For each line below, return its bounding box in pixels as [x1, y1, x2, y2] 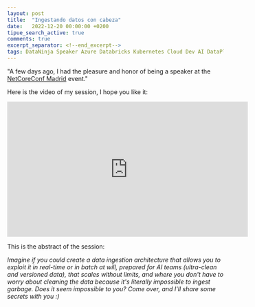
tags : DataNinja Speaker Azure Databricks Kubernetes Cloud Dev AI [7, 49, 205, 56]
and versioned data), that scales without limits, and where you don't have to [7, 270, 224, 278]
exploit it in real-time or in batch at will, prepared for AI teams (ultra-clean [7, 262, 217, 271]
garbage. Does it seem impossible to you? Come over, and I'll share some [7, 284, 217, 293]
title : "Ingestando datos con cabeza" [7, 16, 122, 23]
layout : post [7, 10, 45, 17]
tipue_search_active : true [7, 29, 85, 36]
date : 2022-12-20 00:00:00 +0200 [7, 23, 109, 30]
